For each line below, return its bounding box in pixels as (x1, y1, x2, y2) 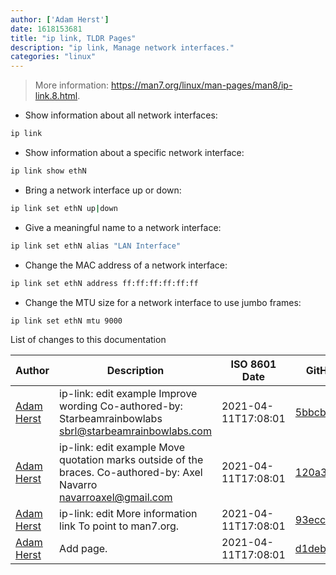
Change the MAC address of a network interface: (24, 259, 228, 271)
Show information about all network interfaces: (24, 109, 218, 121)
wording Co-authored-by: (59, 399, 183, 413)
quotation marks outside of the (59, 453, 204, 467)
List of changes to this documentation (10, 334, 167, 346)
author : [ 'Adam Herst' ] (10, 14, 110, 25)
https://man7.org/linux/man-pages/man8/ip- (111, 79, 293, 91)
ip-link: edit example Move (59, 441, 185, 455)
